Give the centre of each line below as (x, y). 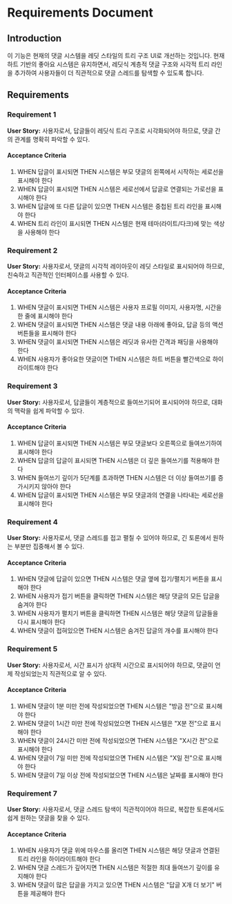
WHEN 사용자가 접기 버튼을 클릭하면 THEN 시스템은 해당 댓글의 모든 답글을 (118, 596)
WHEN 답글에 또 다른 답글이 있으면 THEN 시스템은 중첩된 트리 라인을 (110, 206)
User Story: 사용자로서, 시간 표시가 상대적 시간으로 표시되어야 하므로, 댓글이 (110, 665)
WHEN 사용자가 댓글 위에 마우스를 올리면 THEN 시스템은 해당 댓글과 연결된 (118, 850)
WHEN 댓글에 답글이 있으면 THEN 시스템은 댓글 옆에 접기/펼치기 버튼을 (113, 579)
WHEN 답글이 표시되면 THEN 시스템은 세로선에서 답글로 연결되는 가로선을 (117, 189)
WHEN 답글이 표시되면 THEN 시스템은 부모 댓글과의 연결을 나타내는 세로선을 (120, 494)
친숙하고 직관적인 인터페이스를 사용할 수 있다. (68, 275)
